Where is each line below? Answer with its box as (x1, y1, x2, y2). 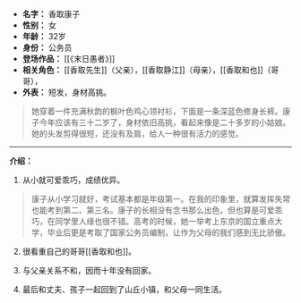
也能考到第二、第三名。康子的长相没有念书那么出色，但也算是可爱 (30, 205, 275, 215)
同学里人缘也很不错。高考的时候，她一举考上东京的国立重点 (55, 216, 275, 226)
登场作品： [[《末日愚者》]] (21, 54, 116, 63)
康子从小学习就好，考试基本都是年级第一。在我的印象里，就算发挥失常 (30, 194, 291, 204)
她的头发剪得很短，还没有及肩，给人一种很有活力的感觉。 (30, 129, 244, 139)
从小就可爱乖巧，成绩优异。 (21, 174, 125, 185)
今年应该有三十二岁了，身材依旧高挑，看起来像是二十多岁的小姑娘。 (39, 117, 291, 128)
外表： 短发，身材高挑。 (21, 87, 112, 97)
